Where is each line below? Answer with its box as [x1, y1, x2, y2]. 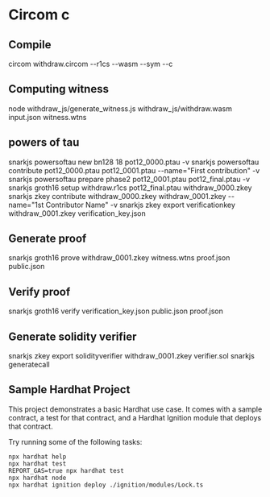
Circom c [8, 6, 70, 24]
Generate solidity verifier [8, 329, 137, 343]
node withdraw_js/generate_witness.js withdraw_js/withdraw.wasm [8, 103, 232, 114]
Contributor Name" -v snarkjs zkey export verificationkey [45, 200, 236, 209]
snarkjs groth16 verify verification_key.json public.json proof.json [8, 306, 224, 316]
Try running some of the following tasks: [8, 437, 143, 446]
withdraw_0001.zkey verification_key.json [8, 208, 147, 218]
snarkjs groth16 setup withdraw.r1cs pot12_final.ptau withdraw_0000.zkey [8, 183, 252, 193]
